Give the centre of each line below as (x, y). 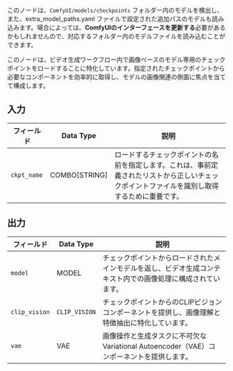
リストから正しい (170, 175)
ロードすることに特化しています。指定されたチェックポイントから (131, 68)
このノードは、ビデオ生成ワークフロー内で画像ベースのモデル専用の (104, 60)
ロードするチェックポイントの (163, 155)
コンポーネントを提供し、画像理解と (162, 312)
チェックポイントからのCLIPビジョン (163, 302)
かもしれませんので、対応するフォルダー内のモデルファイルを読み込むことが (116, 36)
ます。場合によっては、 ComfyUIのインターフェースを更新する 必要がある (122, 27)
